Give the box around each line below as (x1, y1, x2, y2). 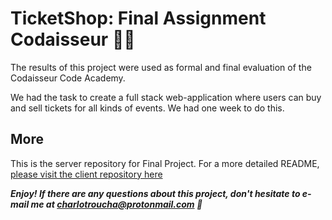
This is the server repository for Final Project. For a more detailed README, (10, 157, 320, 169)
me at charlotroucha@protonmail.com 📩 (30, 198, 203, 210)
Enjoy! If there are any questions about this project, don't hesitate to (10, 187, 301, 199)
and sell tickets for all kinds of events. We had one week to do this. (10, 102, 285, 114)
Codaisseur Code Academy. (10, 72, 126, 84)
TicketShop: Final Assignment (10, 7, 267, 30)
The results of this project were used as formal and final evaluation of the (10, 61, 312, 73)
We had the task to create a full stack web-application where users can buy (10, 91, 322, 103)
